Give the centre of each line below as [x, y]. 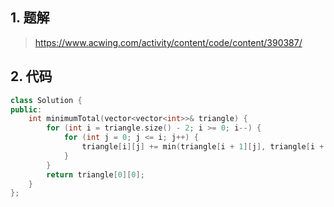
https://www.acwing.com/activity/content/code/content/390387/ [168, 42]
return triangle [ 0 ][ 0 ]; [95, 174]
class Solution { [46, 100]
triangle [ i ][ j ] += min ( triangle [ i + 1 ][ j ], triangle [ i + [203, 147]
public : [26, 109]
